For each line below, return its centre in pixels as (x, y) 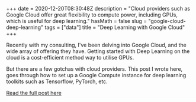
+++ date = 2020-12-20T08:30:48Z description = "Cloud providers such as (98, 9)
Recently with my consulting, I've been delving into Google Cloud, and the (96, 45)
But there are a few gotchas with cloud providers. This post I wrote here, (94, 69)
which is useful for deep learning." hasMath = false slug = (76, 21)
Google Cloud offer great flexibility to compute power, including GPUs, (92, 15)
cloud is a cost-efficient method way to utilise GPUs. (70, 57)
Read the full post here (34, 93)
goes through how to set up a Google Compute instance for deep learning (96, 75)
